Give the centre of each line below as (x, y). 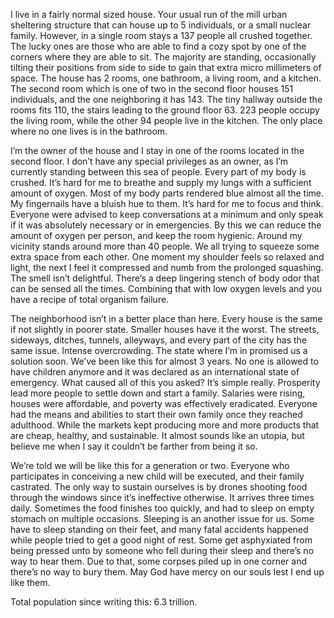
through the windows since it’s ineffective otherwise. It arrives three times (162, 497)
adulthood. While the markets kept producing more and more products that (165, 425)
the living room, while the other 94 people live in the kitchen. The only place (166, 120)
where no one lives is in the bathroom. (89, 131)
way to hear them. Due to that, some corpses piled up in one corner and (159, 561)
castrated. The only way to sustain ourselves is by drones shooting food (159, 487)
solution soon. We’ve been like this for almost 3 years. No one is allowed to (164, 361)
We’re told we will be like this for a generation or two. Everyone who (150, 465)
